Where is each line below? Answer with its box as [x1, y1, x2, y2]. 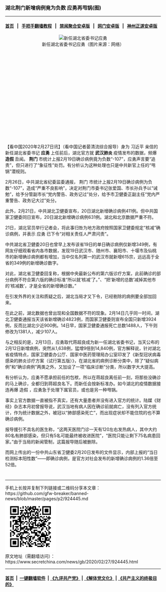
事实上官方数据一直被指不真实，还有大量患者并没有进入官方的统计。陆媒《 [5, 397, 157, 403]
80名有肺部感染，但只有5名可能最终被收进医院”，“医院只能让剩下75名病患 [5, 432, 157, 439]
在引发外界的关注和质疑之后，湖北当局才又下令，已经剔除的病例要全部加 [5, 293, 152, 299]
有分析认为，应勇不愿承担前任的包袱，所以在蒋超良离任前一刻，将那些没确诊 [5, 374, 161, 380]
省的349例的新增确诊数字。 [5, 260, 61, 266]
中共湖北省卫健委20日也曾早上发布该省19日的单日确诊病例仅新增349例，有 [5, 241, 158, 247]
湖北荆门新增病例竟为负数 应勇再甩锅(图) [5, 4, 101, 11]
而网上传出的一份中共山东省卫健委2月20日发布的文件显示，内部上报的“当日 [5, 449, 158, 455]
